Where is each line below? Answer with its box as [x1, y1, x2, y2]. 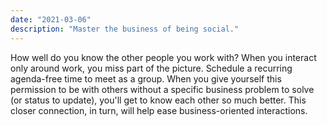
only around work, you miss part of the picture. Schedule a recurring [10, 62, 293, 74]
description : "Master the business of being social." [10, 24, 240, 34]
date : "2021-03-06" [10, 14, 92, 25]
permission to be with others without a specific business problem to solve [10, 83, 315, 95]
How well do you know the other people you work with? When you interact [10, 51, 317, 63]
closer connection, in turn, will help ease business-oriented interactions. [10, 104, 308, 116]
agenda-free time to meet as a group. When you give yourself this [10, 72, 282, 85]
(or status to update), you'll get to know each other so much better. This [10, 94, 307, 106]
